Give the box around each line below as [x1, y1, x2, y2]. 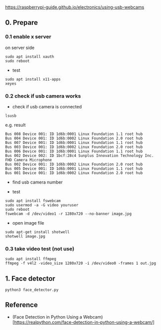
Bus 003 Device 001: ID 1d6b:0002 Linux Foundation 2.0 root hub [5, 144, 143, 149]
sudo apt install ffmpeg [5, 257, 56, 262]
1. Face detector [5, 274, 55, 283]
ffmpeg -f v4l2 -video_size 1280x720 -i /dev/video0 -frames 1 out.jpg [5, 261, 156, 266]
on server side [5, 45, 35, 50]
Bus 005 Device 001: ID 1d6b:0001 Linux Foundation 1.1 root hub [5, 166, 143, 171]
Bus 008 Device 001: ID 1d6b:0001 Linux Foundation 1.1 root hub [5, 131, 143, 137]
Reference [5, 301, 38, 309]
